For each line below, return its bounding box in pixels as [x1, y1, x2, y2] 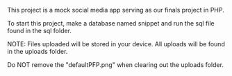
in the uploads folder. [7, 48, 68, 55]
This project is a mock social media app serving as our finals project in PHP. [7, 6, 224, 14]
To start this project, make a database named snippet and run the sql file [7, 19, 215, 27]
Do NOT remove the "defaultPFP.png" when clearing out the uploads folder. [7, 61, 224, 68]
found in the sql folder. [7, 27, 72, 35]
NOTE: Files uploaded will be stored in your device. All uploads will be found [7, 40, 226, 48]
